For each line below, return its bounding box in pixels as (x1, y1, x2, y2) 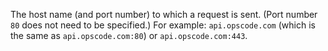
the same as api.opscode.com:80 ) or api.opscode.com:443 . (10, 30, 248, 41)
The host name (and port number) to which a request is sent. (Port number (10, 9, 318, 20)
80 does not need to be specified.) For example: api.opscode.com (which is (10, 19, 316, 31)
